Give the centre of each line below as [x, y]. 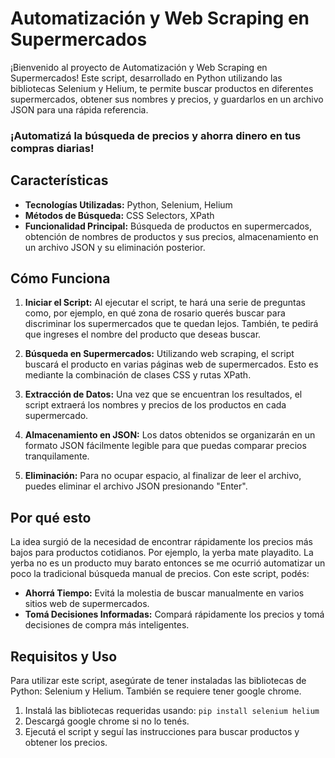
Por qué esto [51, 517]
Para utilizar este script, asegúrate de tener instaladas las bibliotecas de [158, 681]
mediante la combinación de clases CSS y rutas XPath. [138, 375]
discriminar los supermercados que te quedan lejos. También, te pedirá [171, 324]
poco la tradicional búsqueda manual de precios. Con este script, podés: [160, 574]
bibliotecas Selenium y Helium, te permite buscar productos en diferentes [162, 88]
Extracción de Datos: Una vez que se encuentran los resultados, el [163, 394]
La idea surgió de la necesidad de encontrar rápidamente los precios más [161, 542]
